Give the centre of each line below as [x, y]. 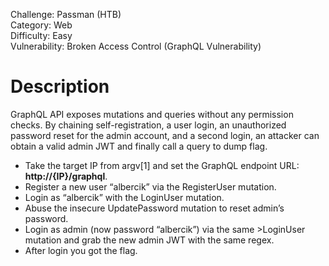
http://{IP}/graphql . [66, 176]
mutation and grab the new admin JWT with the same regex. [149, 240]
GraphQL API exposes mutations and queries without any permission [152, 114]
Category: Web [41, 25]
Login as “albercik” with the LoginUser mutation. [124, 197]
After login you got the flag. [81, 250]
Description [60, 86]
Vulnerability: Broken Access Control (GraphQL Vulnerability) [136, 46]
